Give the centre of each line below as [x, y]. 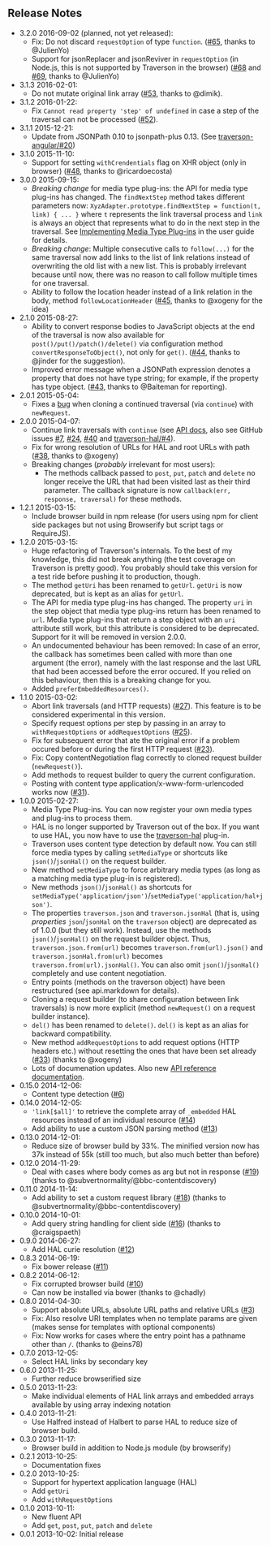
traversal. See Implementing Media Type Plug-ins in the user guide [143, 231]
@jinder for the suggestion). [78, 360]
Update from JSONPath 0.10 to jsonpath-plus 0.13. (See [124, 136]
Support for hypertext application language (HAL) [114, 1482]
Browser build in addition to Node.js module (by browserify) [131, 1448]
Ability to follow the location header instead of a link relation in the [142, 291]
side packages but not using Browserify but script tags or [127, 524]
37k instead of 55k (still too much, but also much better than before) [146, 1154]
